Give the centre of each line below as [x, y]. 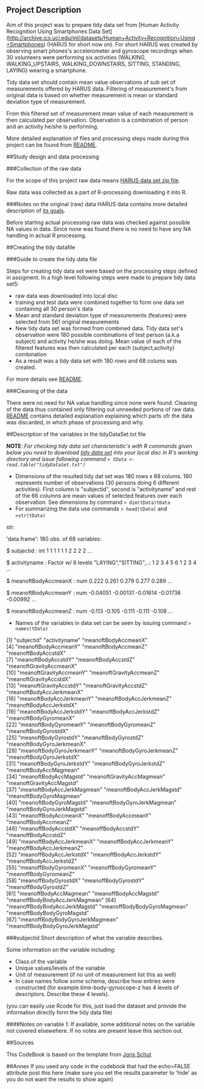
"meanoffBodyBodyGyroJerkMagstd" [53, 926]
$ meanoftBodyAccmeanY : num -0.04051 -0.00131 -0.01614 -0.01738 [93, 592]
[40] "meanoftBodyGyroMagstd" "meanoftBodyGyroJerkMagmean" [92, 802]
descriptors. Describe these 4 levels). [62, 994]
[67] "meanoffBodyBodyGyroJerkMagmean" [62, 919]
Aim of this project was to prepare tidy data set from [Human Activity [93, 24]
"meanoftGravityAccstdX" [39, 679]
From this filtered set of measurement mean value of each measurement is [100, 113]
